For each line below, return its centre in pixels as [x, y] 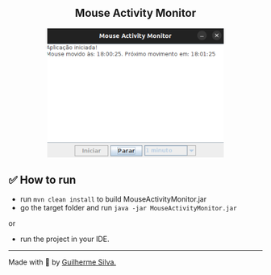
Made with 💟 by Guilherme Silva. [63, 262]
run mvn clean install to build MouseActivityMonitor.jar [113, 199]
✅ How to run [42, 180]
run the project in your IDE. [65, 239]
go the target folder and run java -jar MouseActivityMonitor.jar [128, 208]
